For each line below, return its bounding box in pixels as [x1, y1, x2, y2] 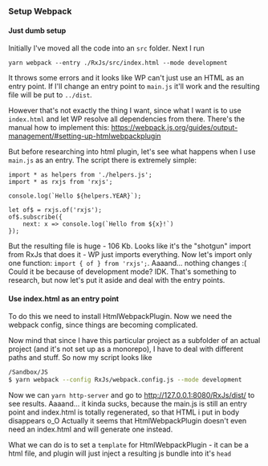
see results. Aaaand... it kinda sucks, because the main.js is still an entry [8, 399, 247, 409]
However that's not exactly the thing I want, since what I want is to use [8, 106, 242, 116]
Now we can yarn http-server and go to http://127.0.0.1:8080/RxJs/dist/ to [8, 390, 255, 400]
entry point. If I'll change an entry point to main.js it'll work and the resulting [8, 82, 261, 92]
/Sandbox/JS [8, 368, 48, 377]
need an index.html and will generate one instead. [8, 424, 173, 435]
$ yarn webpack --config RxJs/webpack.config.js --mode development [8, 376, 242, 384]
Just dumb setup [8, 26, 67, 35]
